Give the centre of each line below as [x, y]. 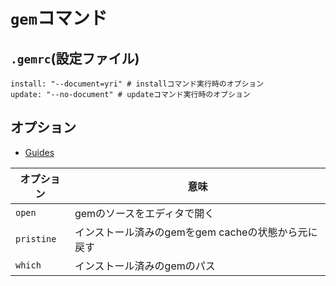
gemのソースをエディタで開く [144, 213]
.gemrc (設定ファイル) [75, 58]
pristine [36, 238]
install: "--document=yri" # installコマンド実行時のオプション [137, 84]
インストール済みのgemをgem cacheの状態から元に [196, 232]
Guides [39, 152]
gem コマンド [59, 18]
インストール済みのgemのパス [145, 266]
